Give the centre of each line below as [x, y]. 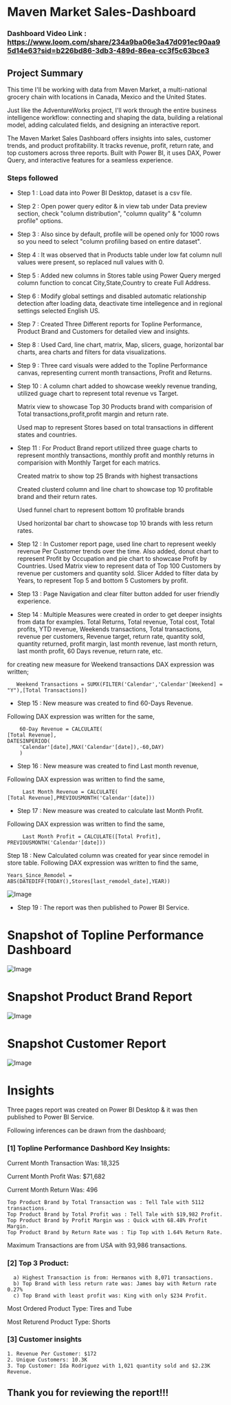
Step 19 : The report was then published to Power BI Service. [103, 908]
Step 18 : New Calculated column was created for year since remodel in [108, 856]
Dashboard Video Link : [47, 34]
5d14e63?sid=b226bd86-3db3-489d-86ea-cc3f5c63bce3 [108, 51]
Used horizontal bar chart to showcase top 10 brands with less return [115, 523]
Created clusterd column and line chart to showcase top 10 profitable [115, 489]
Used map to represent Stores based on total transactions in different [115, 427]
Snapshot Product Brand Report [100, 997]
